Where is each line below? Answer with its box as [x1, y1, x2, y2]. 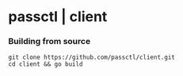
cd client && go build [8, 60, 83, 68]
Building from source [8, 36, 91, 47]
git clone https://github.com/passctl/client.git [8, 53, 176, 62]
